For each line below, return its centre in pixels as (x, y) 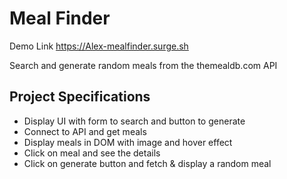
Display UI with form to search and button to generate (134, 121)
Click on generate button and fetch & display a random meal (147, 163)
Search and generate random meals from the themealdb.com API (143, 65)
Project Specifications (80, 97)
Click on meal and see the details (92, 153)
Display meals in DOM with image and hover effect (128, 142)
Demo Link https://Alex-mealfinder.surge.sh (99, 46)
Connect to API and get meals (85, 131)
